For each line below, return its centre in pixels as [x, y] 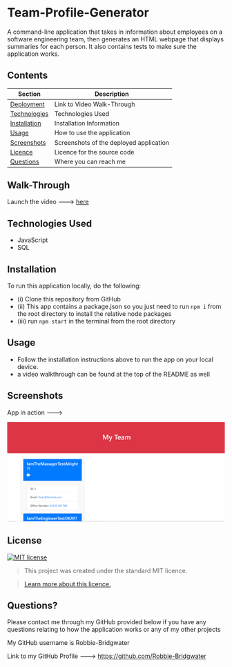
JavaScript [32, 240]
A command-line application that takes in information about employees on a [115, 32]
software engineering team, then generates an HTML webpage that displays [116, 39]
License [25, 540]
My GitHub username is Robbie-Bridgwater [68, 643]
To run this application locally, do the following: [74, 286]
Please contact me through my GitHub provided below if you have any [107, 622]
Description [112, 94]
